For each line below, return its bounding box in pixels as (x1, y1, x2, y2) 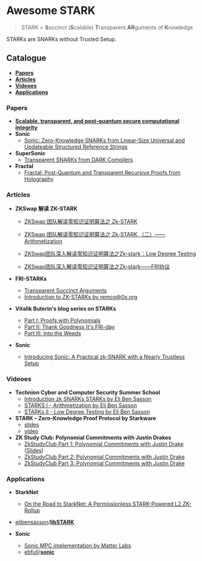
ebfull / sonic (24, 548, 55, 556)
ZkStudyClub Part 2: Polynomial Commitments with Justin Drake (24, 453, 185, 460)
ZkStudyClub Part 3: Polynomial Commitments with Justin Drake (24, 459, 185, 467)
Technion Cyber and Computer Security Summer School (15, 389, 161, 396)
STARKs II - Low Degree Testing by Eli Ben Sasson (24, 408, 150, 415)
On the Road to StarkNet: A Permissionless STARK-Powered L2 (24, 500, 182, 507)
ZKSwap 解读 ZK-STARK (15, 205, 78, 212)
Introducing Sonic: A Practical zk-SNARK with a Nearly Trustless (24, 353, 185, 361)
